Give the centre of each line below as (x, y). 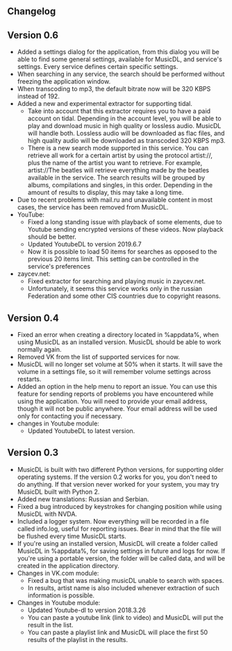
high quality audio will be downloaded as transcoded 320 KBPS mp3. (126, 141)
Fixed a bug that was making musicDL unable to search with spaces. (126, 580)
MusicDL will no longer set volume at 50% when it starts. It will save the (120, 364)
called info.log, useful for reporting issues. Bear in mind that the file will (119, 528)
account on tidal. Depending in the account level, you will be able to (124, 118)
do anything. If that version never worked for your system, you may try (118, 484)
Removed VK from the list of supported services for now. (99, 357)
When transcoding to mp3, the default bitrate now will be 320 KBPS (114, 89)
